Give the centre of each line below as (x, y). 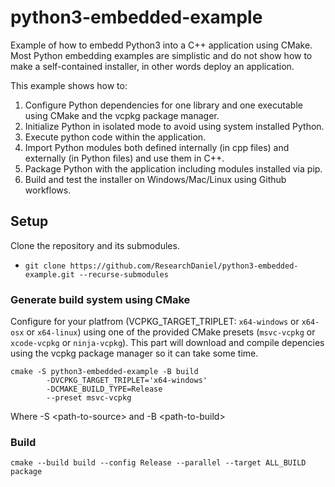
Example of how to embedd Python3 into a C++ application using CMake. (161, 45)
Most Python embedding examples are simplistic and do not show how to (161, 55)
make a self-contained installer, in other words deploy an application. (152, 66)
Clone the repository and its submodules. (95, 245)
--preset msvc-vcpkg (89, 398)
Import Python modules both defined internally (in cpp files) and (157, 147)
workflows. (48, 190)
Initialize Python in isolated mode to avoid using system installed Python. (174, 126)
